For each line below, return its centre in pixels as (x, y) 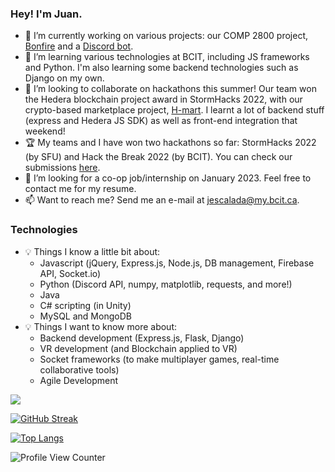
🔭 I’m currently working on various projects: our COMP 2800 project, (166, 36)
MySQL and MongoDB (85, 316)
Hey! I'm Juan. (46, 14)
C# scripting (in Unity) (85, 305)
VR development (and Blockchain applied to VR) (138, 348)
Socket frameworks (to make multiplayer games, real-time (159, 359)
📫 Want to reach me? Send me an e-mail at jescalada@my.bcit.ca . (162, 200)
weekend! (45, 131)
